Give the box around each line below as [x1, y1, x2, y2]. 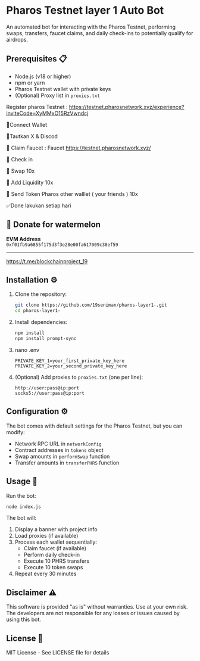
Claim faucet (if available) [23, 545, 87, 552]
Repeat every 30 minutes [14, 570, 77, 578]
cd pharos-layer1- [14, 308, 61, 314]
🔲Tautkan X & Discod [6, 132, 58, 140]
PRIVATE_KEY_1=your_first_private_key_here [14, 358, 125, 364]
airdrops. [6, 36, 29, 43]
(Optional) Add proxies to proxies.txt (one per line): [14, 373, 143, 381]
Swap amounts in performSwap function [14, 453, 110, 460]
